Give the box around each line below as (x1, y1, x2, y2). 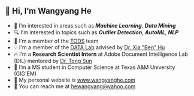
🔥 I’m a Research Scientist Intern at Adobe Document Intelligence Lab (13, 50, 189, 58)
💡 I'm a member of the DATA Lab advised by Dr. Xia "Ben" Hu (13, 43, 165, 51)
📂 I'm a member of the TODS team (13, 37, 99, 44)
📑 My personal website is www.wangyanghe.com (13, 76, 135, 83)
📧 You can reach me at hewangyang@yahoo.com (13, 82, 136, 90)
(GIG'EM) (13, 70, 37, 77)
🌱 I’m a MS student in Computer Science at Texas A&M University (13, 64, 175, 71)
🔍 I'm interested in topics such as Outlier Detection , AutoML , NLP (13, 28, 179, 36)
